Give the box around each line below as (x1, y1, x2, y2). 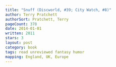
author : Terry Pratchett (5, 12, 57, 17)
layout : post (5, 40, 33, 45)
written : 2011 (5, 31, 35, 36)
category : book (5, 45, 37, 50)
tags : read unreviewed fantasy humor (5, 49, 85, 54)
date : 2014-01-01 (5, 26, 42, 31)
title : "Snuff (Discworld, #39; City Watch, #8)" (5, 7, 112, 13)
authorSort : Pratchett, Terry (5, 17, 69, 22)
